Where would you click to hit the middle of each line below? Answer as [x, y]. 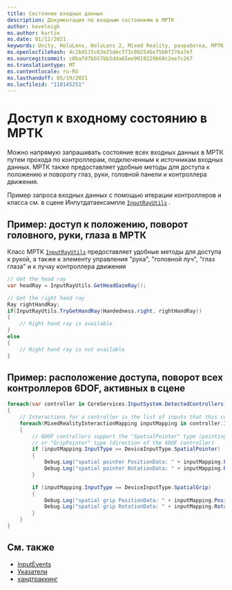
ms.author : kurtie [33, 33]
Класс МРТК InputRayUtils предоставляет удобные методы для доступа [114, 252]
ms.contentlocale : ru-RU [43, 71]
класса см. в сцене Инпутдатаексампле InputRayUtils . [89, 203]
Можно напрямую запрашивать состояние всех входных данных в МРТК [115, 152]
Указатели [32, 571]
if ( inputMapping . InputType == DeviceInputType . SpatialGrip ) [122, 487]
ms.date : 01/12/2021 [37, 39]
